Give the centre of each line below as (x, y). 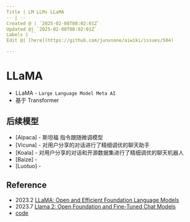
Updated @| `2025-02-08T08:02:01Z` (52, 29)
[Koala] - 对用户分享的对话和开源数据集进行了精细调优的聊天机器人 (99, 152)
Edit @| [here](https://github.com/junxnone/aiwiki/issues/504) (90, 40)
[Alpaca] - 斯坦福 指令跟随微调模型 (59, 137)
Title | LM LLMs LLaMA (35, 12)
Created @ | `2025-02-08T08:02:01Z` (53, 23)
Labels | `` (21, 35)
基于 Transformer (37, 100)
